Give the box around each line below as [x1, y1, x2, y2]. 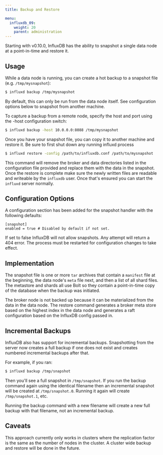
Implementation [5, 259, 54, 268]
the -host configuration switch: [5, 118, 67, 124]
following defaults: [5, 213, 42, 218]
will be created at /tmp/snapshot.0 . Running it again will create [5, 388, 130, 394]
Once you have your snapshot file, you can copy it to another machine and [5, 136, 155, 142]
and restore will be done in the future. [5, 445, 80, 451]
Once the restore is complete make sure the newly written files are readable [5, 170, 157, 176]
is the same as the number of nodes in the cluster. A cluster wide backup [5, 440, 152, 446]
